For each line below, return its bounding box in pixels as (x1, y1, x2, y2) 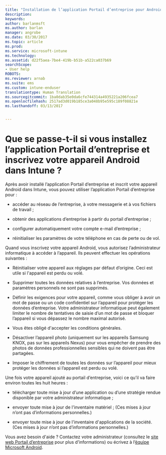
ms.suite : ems (5, 80, 35, 85)
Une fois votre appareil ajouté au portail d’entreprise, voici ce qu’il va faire (5, 375, 156, 380)
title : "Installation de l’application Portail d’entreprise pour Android (5, 7, 163, 12)
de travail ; (12, 206, 34, 212)
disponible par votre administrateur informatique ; (12, 394, 114, 400)
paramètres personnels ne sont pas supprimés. (12, 285, 109, 291)
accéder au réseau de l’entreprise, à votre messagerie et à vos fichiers (12, 201, 156, 207)
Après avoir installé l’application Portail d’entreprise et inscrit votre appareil (5, 181, 158, 187)
